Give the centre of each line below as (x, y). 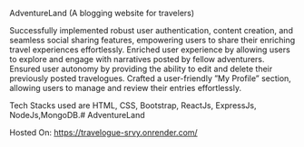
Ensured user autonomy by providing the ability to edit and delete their (141, 69)
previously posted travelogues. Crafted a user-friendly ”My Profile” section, (151, 78)
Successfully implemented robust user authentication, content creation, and (151, 30)
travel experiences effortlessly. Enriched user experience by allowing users (150, 50)
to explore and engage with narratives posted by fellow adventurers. (137, 59)
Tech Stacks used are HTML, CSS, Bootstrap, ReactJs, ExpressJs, (133, 106)
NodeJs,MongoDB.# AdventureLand (77, 115)
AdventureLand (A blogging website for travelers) (102, 13)
